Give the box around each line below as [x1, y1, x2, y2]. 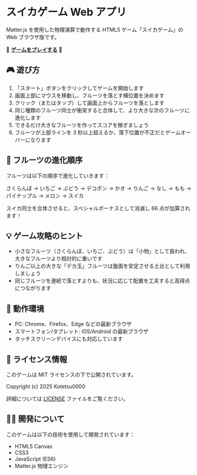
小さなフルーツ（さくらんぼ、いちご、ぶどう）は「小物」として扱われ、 [14, 248, 191, 255]
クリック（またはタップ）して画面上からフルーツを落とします [14, 99, 165, 106]
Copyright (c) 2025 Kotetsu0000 [6, 383, 86, 390]
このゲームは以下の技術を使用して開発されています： [6, 431, 135, 438]
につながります [14, 285, 51, 292]
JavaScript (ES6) [14, 455, 56, 462]
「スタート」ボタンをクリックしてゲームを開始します [14, 84, 144, 92]
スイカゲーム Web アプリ [6, 5, 127, 19]
